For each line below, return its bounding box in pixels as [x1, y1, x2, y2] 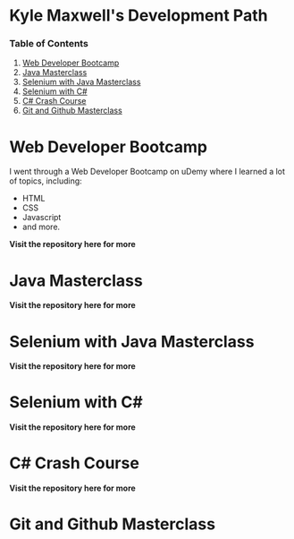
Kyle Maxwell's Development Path [9, 5, 268, 26]
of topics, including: [9, 175, 82, 186]
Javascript [21, 212, 62, 223]
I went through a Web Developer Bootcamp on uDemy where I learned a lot [9, 167, 286, 177]
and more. [21, 221, 61, 233]
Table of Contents [9, 38, 89, 50]
